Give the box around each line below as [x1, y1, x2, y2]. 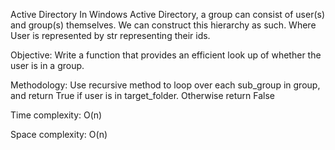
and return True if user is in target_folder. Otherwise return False [10, 90, 276, 101]
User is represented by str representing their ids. [10, 30, 211, 41]
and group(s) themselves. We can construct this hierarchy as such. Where [10, 19, 317, 31]
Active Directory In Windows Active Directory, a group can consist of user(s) [10, 9, 326, 20]
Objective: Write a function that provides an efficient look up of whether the [10, 49, 322, 61]
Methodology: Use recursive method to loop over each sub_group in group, [10, 79, 321, 91]
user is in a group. [10, 60, 85, 71]
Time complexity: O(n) [10, 109, 103, 121]
